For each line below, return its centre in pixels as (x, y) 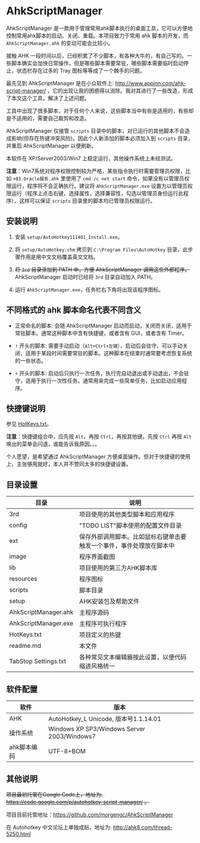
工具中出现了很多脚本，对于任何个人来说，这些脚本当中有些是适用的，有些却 (100, 111)
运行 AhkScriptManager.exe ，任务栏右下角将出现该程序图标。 (89, 289)
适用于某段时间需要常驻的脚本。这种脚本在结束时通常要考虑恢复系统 (109, 353)
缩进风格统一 (97, 666)
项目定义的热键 (100, 635)
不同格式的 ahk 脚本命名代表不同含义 (74, 310)
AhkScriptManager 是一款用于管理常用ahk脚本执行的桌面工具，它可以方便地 (99, 28)
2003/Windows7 (72, 736)
